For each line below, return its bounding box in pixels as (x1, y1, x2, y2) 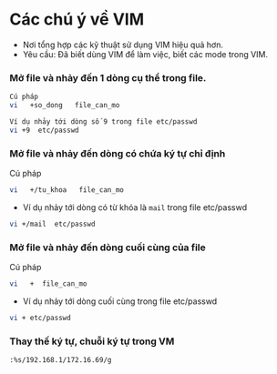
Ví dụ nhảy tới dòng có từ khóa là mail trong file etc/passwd (22, 201, 248, 213)
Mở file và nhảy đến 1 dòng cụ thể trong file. (9, 71, 207, 84)
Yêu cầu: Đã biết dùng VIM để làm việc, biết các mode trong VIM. (22, 48, 269, 59)
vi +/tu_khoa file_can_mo (9, 186, 125, 195)
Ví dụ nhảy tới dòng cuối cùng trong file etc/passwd (22, 296, 218, 307)
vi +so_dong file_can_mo (9, 101, 120, 110)
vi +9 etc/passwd (9, 126, 79, 135)
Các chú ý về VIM (9, 9, 144, 30)
